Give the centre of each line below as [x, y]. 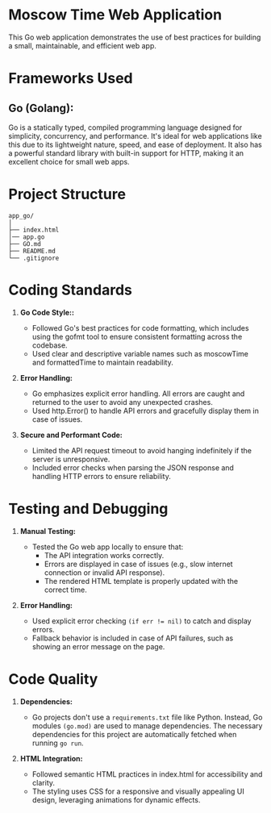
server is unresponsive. [71, 459]
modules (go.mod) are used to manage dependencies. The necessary [147, 725]
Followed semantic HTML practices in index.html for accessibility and [147, 774]
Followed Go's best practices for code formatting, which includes [140, 327]
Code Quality [53, 679]
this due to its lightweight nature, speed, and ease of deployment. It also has [135, 144]
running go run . [58, 743]
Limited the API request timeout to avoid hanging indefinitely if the [142, 450]
